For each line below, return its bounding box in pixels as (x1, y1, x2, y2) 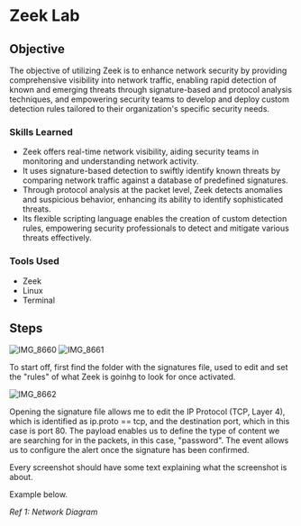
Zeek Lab (9, 5, 80, 26)
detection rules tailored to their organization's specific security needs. (9, 104, 270, 113)
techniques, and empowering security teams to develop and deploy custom (9, 94, 290, 104)
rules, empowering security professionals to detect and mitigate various (22, 222, 290, 234)
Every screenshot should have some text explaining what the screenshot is (9, 462, 287, 473)
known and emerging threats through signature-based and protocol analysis (9, 85, 293, 95)
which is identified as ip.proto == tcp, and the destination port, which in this (9, 416, 290, 427)
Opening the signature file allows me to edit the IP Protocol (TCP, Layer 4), (9, 406, 286, 417)
